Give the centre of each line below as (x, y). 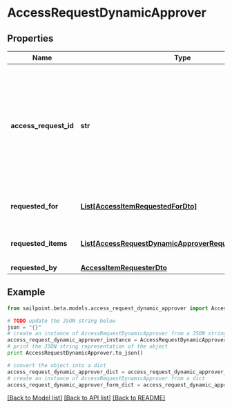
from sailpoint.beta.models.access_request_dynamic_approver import (108, 308)
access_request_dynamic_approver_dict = (66, 372)
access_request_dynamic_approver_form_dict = (74, 385)
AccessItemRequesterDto (124, 268)
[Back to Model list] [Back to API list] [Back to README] (86, 398)
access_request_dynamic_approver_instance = (72, 340)
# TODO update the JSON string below (61, 321)
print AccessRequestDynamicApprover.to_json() (75, 353)
